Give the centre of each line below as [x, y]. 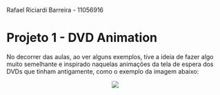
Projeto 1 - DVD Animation [82, 38]
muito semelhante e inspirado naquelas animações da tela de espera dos [110, 64]
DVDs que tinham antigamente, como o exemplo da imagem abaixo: [103, 71]
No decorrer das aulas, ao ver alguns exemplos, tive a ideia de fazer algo [110, 56]
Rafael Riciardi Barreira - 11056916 [55, 10]
